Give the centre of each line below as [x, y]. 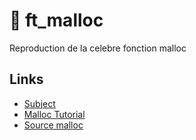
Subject [39, 103]
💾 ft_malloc [56, 20]
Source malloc [53, 125]
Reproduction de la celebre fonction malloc [98, 48]
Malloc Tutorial [54, 114]
